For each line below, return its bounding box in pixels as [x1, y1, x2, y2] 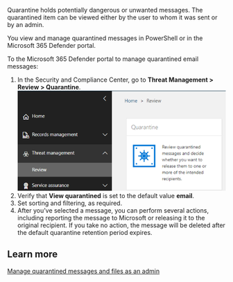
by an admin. [7, 21, 44, 28]
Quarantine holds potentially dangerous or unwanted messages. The [7, 6, 203, 14]
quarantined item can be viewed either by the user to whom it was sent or [7, 13, 218, 21]
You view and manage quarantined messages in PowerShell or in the [7, 34, 203, 42]
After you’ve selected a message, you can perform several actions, [17, 206, 209, 214]
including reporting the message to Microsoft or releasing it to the [17, 213, 205, 222]
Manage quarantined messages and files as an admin [7, 267, 160, 275]
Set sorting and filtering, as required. [17, 199, 123, 207]
